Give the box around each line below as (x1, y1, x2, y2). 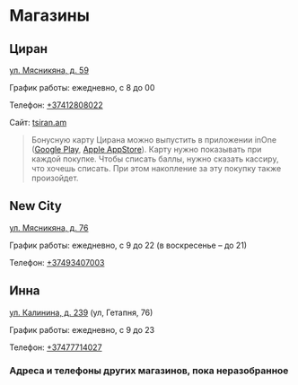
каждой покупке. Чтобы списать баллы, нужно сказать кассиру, (31, 153, 279, 164)
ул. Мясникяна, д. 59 (9, 65, 90, 75)
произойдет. (31, 172, 79, 183)
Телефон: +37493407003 (9, 257, 105, 267)
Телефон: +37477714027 (9, 342, 102, 353)
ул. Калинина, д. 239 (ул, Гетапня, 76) (9, 307, 153, 318)
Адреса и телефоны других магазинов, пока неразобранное (9, 364, 289, 377)
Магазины (9, 5, 90, 26)
